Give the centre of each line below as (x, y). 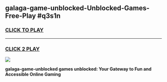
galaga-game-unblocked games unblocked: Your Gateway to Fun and (78, 69)
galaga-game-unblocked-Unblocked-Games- (78, 8)
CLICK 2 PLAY (22, 49)
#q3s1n (49, 16)
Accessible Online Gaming (33, 74)
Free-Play (21, 16)
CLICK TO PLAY (24, 30)
